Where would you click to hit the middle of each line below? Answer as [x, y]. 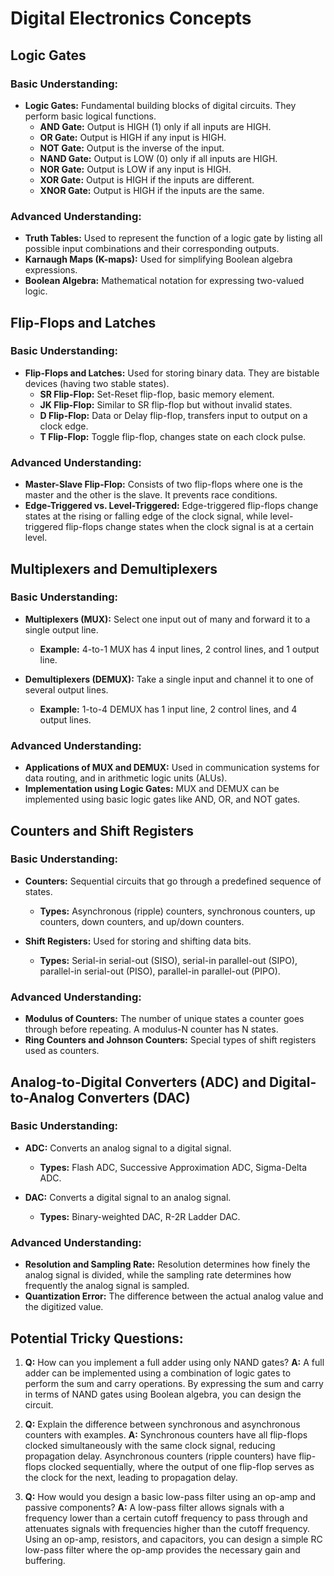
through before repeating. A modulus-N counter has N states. [151, 1029]
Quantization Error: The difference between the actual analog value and [174, 1296]
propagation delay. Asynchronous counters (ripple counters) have [160, 1456]
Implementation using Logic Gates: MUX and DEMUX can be [152, 789]
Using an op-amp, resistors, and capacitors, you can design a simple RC [173, 1539]
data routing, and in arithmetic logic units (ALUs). [126, 778]
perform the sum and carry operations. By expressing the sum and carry [174, 1383]
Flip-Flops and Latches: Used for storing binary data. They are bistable [172, 373]
